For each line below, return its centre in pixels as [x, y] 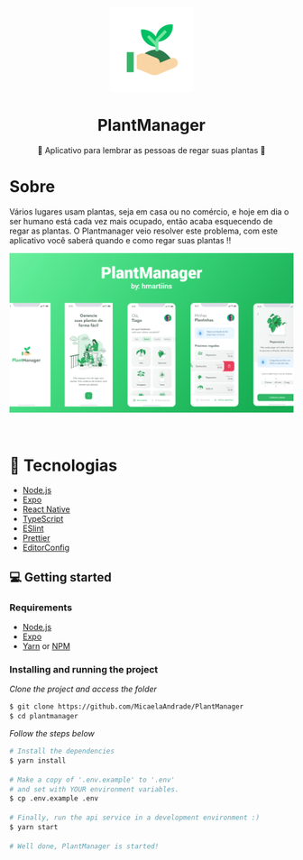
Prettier [36, 538]
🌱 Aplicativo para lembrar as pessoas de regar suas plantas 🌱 [151, 150]
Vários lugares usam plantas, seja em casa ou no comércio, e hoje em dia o [149, 211]
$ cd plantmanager [44, 717]
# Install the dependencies [62, 751]
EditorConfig [46, 548]
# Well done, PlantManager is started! [84, 846]
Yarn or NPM [46, 646]
